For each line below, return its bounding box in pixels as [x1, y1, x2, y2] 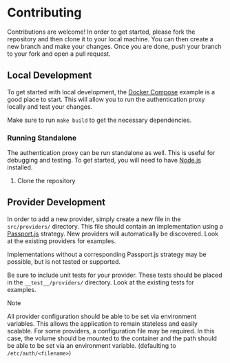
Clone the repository [17, 177, 76, 185]
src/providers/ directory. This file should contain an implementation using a [7, 222, 224, 230]
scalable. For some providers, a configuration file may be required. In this [7, 326, 215, 335]
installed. [7, 163, 33, 172]
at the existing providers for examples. [7, 236, 116, 245]
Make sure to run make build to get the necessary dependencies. [7, 116, 192, 124]
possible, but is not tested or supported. [7, 257, 121, 266]
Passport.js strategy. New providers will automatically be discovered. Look [7, 229, 219, 238]
